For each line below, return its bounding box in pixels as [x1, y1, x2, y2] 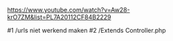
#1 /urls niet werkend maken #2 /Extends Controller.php [7, 27, 166, 34]
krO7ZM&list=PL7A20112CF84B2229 [7, 13, 111, 21]
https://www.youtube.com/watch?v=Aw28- [7, 6, 130, 14]
